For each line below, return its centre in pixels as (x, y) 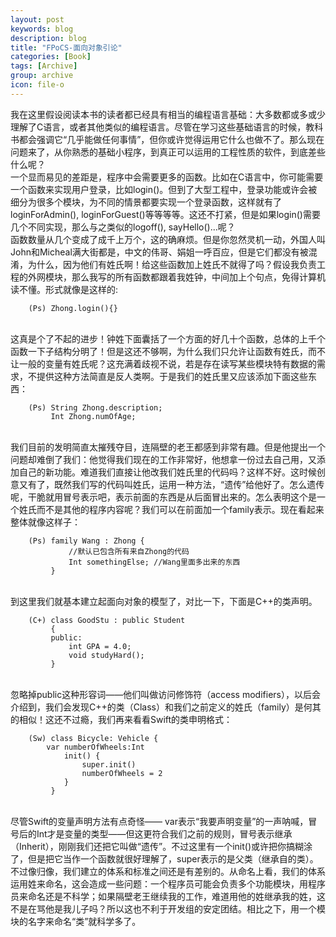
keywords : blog (42, 29)
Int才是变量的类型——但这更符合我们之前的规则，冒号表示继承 (164, 833)
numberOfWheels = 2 (122, 773)
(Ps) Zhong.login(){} (73, 308)
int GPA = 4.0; (100, 646)
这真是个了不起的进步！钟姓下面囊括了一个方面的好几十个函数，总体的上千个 (168, 338)
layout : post (37, 19)
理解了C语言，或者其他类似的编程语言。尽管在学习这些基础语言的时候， (158, 127)
